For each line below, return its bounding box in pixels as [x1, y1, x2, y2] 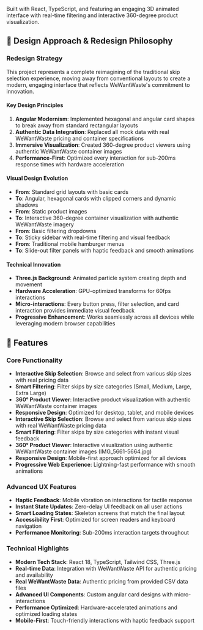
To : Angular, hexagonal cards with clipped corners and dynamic [15, 195, 177, 202]
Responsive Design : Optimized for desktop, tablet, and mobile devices [15, 409, 194, 416]
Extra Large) [15, 389, 47, 396]
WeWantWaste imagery [15, 221, 75, 228]
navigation [15, 522, 42, 530]
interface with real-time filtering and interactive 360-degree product [6, 12, 179, 19]
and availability [15, 571, 53, 579]
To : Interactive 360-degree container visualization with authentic [15, 214, 179, 222]
